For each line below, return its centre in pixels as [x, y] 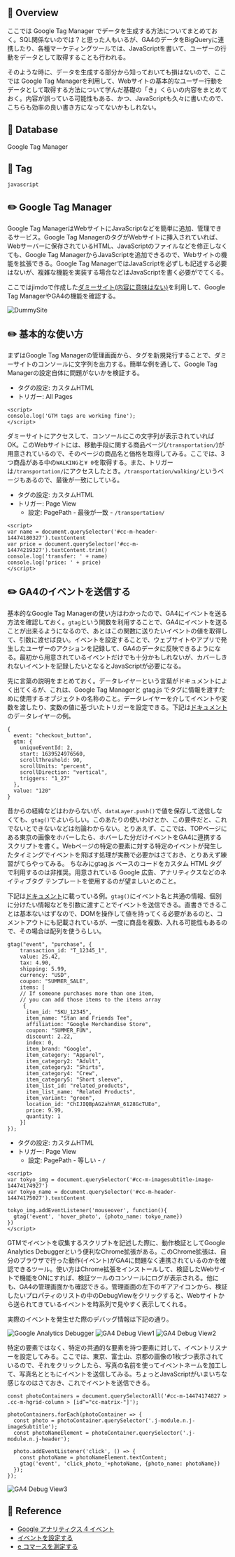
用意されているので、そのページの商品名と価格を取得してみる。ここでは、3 [116, 454]
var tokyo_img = [31, 1180]
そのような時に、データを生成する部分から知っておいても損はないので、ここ [117, 72]
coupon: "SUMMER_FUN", [59, 1030]
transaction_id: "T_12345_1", [64, 950]
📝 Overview [33, 13]
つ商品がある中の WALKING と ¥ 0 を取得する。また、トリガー [90, 462]
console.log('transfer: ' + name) [58, 557]
